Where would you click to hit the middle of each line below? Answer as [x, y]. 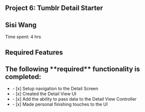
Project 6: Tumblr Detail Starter [54, 8]
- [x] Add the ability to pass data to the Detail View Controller [74, 99]
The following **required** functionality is [72, 69]
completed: [23, 77]
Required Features [34, 52]
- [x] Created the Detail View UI [44, 94]
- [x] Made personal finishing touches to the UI [60, 104]
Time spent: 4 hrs [23, 37]
